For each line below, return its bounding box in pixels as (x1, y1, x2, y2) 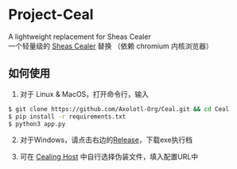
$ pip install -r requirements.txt (8, 113, 126, 121)
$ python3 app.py (8, 120, 66, 128)
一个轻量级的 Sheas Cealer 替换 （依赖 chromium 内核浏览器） (8, 41, 213, 51)
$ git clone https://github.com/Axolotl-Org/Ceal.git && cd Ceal (8, 105, 229, 113)
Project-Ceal (8, 6, 94, 24)
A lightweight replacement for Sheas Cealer (8, 32, 151, 41)
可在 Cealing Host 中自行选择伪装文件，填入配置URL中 (19, 152, 199, 162)
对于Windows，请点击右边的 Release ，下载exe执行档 (19, 135, 193, 144)
